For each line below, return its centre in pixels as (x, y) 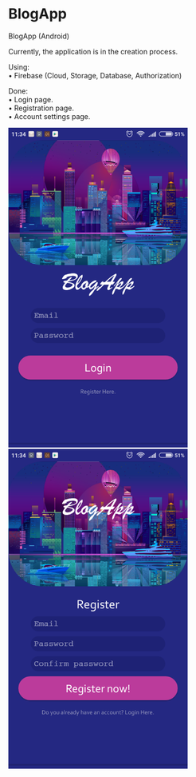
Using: (19, 67)
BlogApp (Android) (39, 36)
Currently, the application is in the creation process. (93, 51)
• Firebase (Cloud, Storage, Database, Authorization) (95, 75)
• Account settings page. (49, 116)
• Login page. (31, 99)
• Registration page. (41, 108)
